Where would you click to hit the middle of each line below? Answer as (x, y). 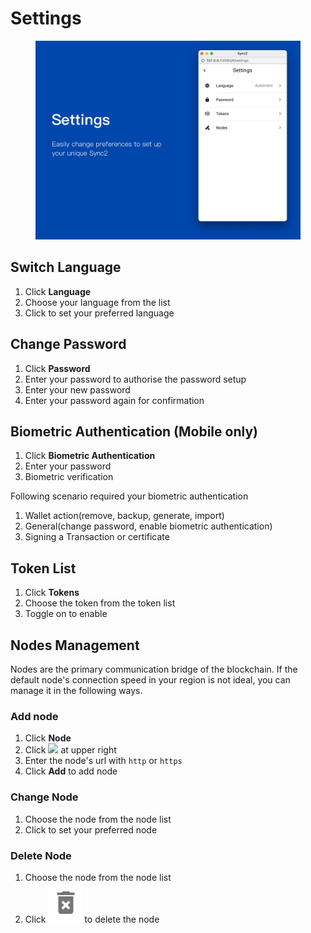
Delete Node (41, 855)
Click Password (57, 368)
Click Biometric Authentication (90, 456)
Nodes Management (75, 645)
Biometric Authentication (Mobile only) (134, 431)
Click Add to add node (71, 771)
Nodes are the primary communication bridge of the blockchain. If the (154, 669)
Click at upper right (70, 750)
